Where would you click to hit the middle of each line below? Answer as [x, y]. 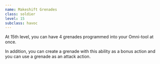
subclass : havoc [21, 23]
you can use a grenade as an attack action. [48, 57]
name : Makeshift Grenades [31, 9]
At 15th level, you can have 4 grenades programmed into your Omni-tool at [79, 37]
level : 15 [15, 18]
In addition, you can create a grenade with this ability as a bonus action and [80, 51]
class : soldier [20, 14]
